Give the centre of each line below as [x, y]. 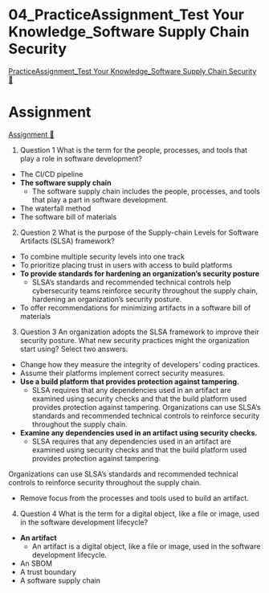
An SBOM [36, 563]
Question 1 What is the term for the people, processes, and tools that [133, 149]
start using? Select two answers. [74, 349]
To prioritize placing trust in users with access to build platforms [126, 265]
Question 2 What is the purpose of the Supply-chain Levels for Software [139, 232]
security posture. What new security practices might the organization [134, 340]
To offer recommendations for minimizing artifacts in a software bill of [135, 308]
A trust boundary [48, 571]
